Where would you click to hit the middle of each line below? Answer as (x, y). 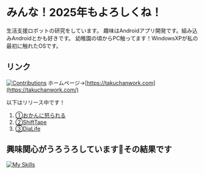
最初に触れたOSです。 (34, 46)
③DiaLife (28, 128)
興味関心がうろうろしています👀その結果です (89, 149)
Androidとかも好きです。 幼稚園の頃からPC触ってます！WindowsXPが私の (105, 38)
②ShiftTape (31, 122)
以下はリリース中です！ (36, 102)
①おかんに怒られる (40, 115)
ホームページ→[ (67, 82)
